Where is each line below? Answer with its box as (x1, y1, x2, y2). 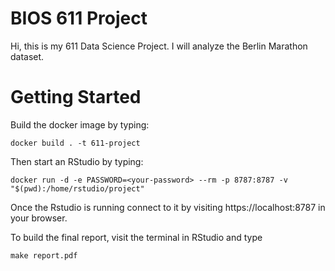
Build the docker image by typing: (10, 118, 150, 131)
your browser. (10, 212, 68, 224)
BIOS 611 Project (10, 7, 148, 30)
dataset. (10, 50, 45, 62)
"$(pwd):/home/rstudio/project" (10, 183, 145, 194)
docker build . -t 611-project (10, 138, 141, 148)
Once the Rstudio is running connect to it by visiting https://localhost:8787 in (10, 201, 326, 213)
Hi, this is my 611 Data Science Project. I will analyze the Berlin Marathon (10, 40, 308, 52)
